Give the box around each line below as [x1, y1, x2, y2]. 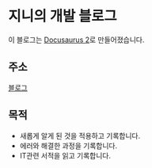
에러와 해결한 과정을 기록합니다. [19, 140, 117, 151]
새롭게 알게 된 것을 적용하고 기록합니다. [19, 131, 141, 140]
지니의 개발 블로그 [8, 7, 117, 25]
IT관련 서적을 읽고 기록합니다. [19, 151, 111, 160]
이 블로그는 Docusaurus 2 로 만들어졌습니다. [8, 35, 145, 44]
